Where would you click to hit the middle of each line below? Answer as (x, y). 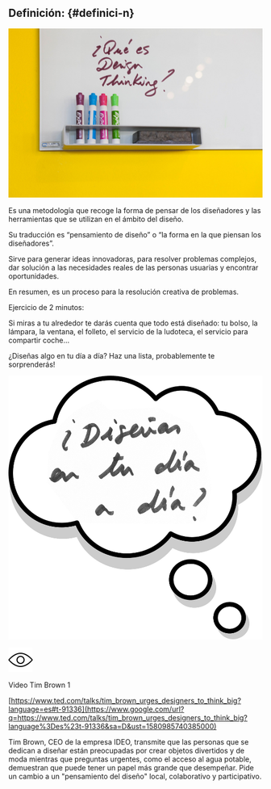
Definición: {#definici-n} (71, 13)
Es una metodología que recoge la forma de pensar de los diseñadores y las (135, 211)
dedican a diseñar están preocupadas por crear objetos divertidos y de (126, 750)
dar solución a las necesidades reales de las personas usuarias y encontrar (133, 268)
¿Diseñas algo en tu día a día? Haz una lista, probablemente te (112, 356)
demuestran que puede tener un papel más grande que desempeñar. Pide (131, 767)
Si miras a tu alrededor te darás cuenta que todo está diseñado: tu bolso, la (133, 323)
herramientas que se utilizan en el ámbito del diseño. (96, 219)
